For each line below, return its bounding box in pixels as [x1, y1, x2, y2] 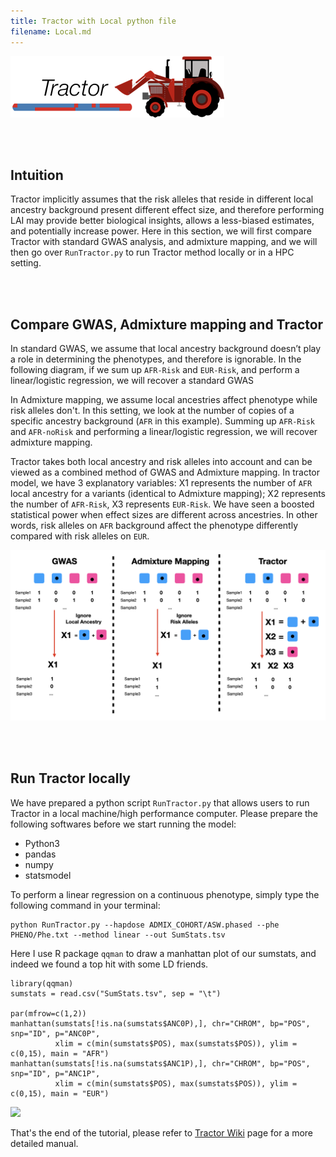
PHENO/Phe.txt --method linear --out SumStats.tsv [10, 930, 226, 940]
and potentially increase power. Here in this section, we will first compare [10, 225, 312, 237]
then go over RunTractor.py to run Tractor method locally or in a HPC [10, 246, 295, 259]
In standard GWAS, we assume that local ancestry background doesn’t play [10, 343, 322, 355]
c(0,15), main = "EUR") [10, 1088, 110, 1099]
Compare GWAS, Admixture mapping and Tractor [10, 316, 324, 333]
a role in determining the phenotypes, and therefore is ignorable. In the [10, 353, 302, 365]
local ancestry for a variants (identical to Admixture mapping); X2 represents [10, 488, 327, 500]
